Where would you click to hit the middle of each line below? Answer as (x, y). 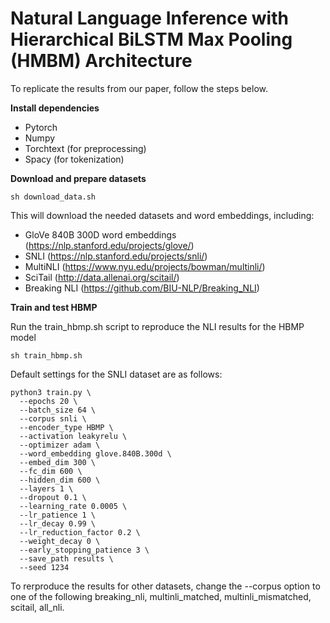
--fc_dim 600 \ (51, 471)
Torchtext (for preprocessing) (85, 148)
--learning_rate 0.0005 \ (73, 506)
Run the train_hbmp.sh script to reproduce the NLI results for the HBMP (157, 326)
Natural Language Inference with (149, 18)
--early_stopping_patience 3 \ (84, 550)
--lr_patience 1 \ (58, 515)
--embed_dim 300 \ (58, 462)
